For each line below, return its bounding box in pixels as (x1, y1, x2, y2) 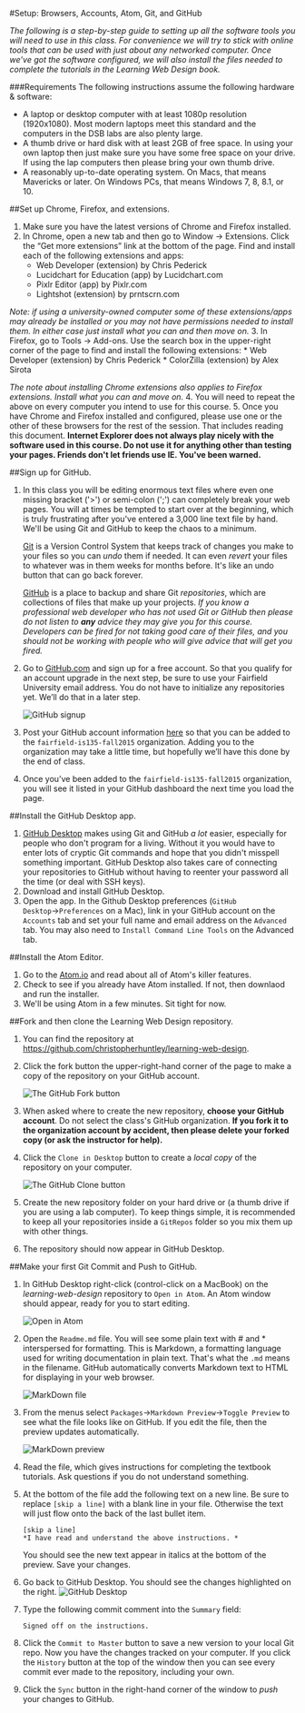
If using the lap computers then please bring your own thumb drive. (22, 157, 275, 167)
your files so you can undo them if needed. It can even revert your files (22, 550, 289, 561)
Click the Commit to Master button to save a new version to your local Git (22, 1638, 295, 1648)
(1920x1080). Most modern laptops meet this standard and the (22, 118, 257, 129)
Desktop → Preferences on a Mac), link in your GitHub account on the (22, 906, 276, 916)
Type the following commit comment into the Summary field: (22, 1604, 242, 1615)
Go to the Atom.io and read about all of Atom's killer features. (22, 969, 252, 980)
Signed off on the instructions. (22, 1621, 150, 1630)
